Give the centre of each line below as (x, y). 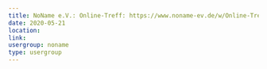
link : (17, 38)
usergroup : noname (39, 45)
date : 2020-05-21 (37, 23)
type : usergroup (35, 52)
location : (25, 30)
